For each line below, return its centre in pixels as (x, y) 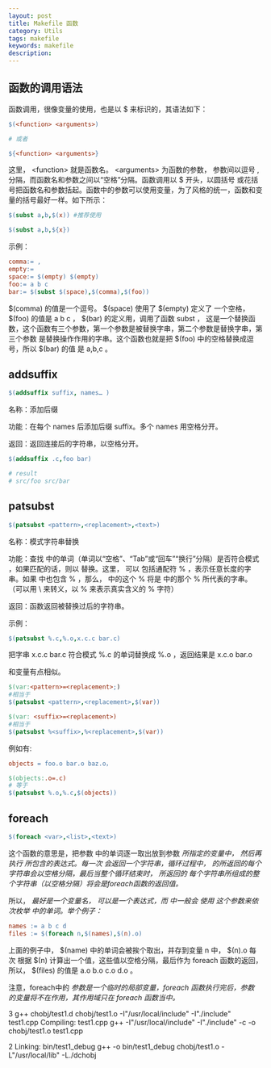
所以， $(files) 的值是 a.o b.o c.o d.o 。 (73, 970)
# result (23, 474)
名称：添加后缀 (33, 409)
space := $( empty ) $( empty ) (54, 276)
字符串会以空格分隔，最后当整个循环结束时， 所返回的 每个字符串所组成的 (130, 873)
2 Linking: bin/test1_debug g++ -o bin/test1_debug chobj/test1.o (114, 1046)
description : (30, 53)
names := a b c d (38, 926)
